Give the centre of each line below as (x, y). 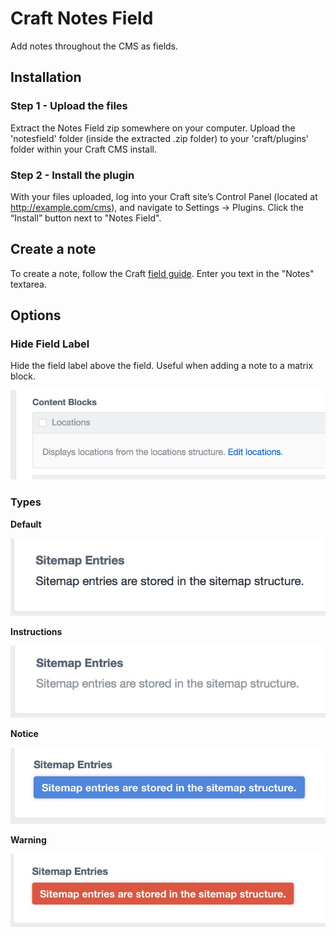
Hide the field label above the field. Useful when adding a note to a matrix (162, 366)
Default (26, 524)
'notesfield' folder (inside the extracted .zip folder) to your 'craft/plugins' (160, 138)
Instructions (36, 631)
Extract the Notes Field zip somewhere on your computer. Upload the (153, 128)
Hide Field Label (50, 344)
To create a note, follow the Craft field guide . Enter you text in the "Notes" (162, 273)
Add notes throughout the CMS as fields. (94, 46)
